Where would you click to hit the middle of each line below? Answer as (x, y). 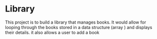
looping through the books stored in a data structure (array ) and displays (79, 27)
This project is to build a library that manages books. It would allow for (76, 22)
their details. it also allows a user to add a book (52, 32)
